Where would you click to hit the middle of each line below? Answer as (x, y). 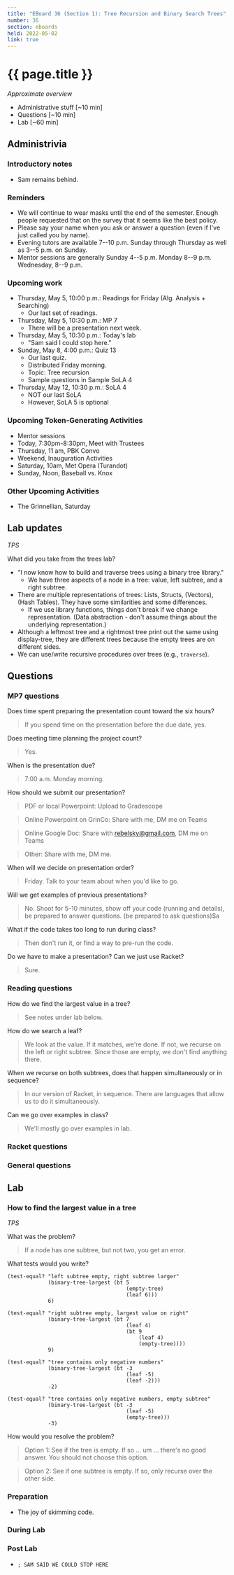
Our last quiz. (47, 358)
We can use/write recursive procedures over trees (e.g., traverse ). (113, 654)
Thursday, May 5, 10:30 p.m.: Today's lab (76, 335)
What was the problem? (41, 1237)
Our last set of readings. (63, 313)
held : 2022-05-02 (32, 33)
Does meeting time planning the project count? (74, 738)
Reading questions (40, 988)
